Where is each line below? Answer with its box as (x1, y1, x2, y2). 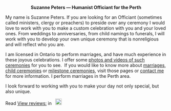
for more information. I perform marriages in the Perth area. (5, 73, 131, 79)
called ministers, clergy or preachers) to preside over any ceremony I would (5, 20, 165, 26)
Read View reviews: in (5, 100, 52, 106)
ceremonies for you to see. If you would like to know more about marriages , (5, 62, 166, 68)
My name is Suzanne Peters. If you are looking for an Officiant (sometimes (5, 14, 162, 20)
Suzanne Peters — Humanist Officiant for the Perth (30, 5, 142, 10)
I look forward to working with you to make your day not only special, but (5, 83, 159, 89)
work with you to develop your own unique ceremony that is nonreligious (5, 36, 159, 42)
